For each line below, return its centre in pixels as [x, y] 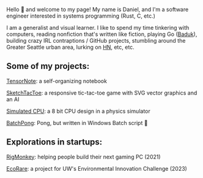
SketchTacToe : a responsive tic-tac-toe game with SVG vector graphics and [102, 93]
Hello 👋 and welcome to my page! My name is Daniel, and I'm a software [98, 9]
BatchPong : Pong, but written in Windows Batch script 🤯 [77, 123]
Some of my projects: [48, 66]
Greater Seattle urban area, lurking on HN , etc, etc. [70, 47]
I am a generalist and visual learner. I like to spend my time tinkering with [98, 28]
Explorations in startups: [54, 142]
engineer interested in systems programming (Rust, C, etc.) [81, 16]
